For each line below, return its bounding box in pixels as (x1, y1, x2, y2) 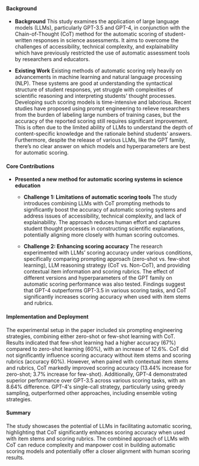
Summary (6, 409, 31, 416)
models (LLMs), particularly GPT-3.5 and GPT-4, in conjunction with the (14, 24, 190, 31)
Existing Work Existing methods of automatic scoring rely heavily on (14, 67, 182, 74)
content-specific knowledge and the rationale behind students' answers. (14, 130, 192, 138)
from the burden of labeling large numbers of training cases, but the (14, 111, 181, 119)
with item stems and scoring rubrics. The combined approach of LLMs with (6, 435, 190, 442)
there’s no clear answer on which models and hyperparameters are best (14, 143, 191, 150)
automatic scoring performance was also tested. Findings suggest (23, 280, 185, 288)
